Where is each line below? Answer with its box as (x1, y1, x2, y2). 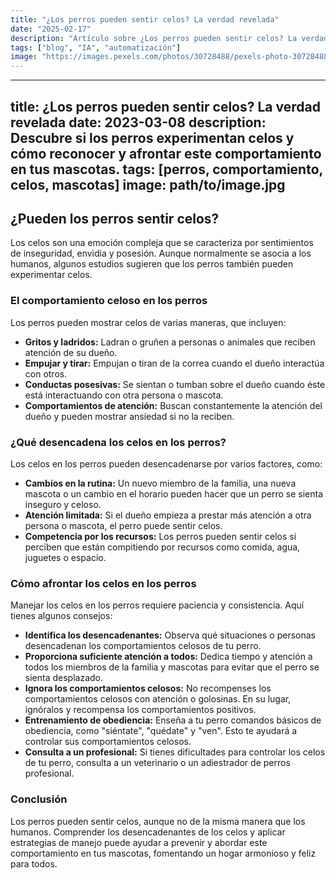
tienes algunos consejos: (10, 610, 113, 622)
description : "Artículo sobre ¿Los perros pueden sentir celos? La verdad (10, 33, 329, 43)
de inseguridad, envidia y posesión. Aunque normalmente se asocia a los (10, 247, 312, 260)
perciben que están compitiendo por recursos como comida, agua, (24, 541, 301, 553)
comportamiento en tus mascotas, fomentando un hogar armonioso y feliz (10, 847, 317, 859)
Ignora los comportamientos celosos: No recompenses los (24, 682, 272, 695)
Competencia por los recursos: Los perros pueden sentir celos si (24, 530, 297, 542)
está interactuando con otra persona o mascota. (24, 389, 224, 401)
